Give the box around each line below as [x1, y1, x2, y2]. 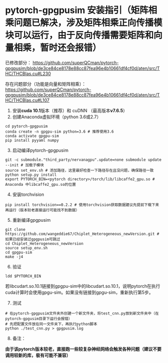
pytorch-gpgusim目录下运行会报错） [5, 316, 72, 321]
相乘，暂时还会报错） [14, 42, 102, 54]
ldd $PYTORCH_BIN [5, 273, 41, 278]
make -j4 [5, 254, 23, 259]
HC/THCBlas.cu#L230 [5, 71, 51, 77]
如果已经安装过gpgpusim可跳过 [5, 236, 61, 242]
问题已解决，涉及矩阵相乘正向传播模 [14, 17, 163, 29]
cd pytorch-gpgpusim [5, 124, 48, 129]
